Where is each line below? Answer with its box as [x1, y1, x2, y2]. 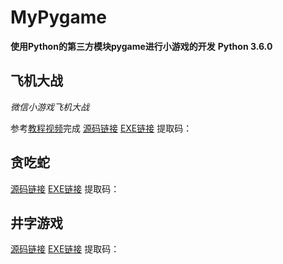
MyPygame [10, 6, 107, 29]
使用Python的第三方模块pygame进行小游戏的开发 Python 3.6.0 [10, 40, 273, 52]
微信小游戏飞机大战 [10, 101, 90, 113]
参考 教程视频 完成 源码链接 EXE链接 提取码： [10, 122, 193, 134]
